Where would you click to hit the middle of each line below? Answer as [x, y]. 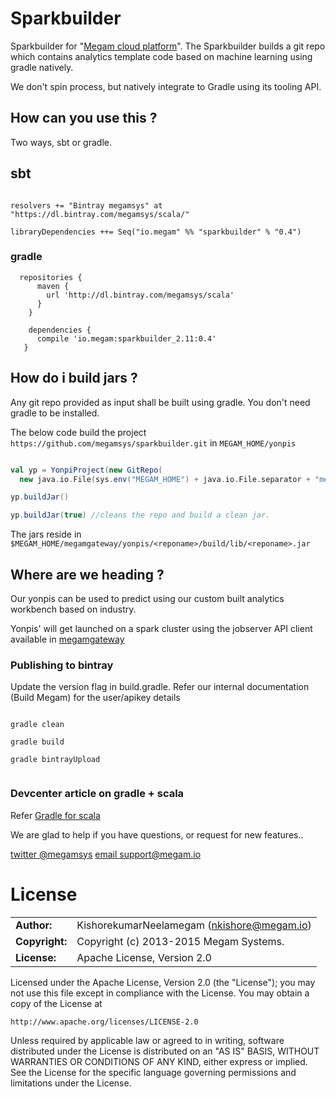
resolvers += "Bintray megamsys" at [86, 205]
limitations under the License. [71, 1083]
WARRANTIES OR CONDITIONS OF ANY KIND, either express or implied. [159, 1061]
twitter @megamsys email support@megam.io [106, 854]
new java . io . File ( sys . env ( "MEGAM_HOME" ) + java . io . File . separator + [165, 479]
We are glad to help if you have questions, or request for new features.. [157, 834]
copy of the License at [56, 1003]
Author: [34, 925]
